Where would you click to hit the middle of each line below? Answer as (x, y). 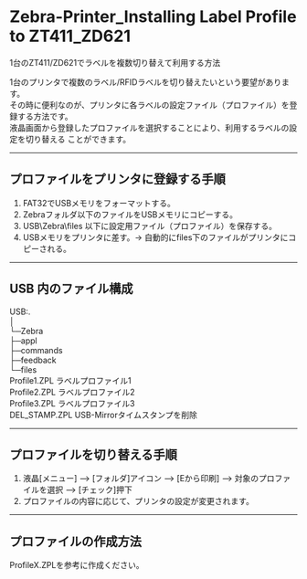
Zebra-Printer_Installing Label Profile (153, 17)
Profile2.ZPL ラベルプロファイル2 (72, 392)
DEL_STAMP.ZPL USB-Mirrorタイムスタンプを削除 (104, 415)
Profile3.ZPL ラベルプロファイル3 (72, 403)
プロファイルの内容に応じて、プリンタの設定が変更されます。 (138, 501)
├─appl (24, 341)
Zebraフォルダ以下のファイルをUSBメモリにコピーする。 (130, 214)
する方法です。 (45, 116)
